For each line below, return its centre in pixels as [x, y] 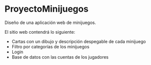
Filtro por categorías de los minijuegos [50, 46]
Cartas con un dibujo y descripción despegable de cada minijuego [79, 41]
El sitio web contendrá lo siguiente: [40, 32]
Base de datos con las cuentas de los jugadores [60, 57]
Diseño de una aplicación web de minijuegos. [50, 22]
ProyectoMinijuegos [47, 9]
